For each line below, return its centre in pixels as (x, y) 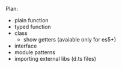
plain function (31, 20)
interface (26, 46)
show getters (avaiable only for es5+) (70, 39)
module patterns (35, 52)
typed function (33, 27)
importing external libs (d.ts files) (55, 59)
